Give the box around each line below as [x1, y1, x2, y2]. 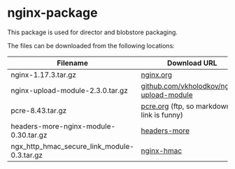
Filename [57, 58, 89, 68]
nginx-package [7, 5, 98, 21]
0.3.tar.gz [10, 150, 43, 160]
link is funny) [141, 110, 184, 119]
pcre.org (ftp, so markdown [141, 101, 231, 111]
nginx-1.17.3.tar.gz [10, 70, 77, 80]
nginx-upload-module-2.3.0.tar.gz [10, 85, 128, 95]
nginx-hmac [141, 145, 183, 155]
